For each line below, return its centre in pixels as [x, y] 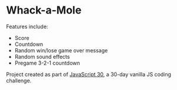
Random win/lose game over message [61, 50]
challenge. [19, 81]
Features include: [27, 26]
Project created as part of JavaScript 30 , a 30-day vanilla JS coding [89, 74]
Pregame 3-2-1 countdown [47, 63]
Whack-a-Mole [44, 10]
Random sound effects [42, 56]
